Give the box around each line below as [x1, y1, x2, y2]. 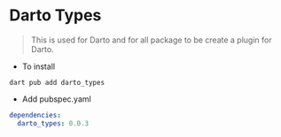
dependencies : [9, 110, 62, 119]
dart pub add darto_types [9, 78, 105, 87]
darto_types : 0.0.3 [17, 118, 90, 128]
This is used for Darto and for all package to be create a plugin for [30, 34, 272, 45]
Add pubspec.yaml [21, 94, 91, 104]
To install [21, 61, 56, 72]
